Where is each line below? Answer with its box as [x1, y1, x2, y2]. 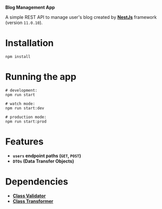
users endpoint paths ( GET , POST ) [12, 153, 82, 159]
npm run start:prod [5, 119, 47, 124]
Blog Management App [5, 5, 55, 10]
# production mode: [5, 114, 47, 120]
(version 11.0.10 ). [5, 20, 43, 25]
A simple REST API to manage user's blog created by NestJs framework [5, 14, 157, 20]
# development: [5, 87, 38, 93]
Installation [5, 38, 54, 49]
